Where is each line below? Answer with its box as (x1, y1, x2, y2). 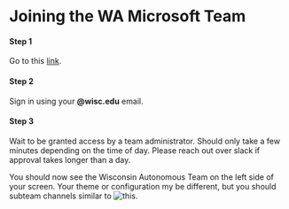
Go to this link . (9, 56, 62, 66)
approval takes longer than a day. (9, 154, 131, 165)
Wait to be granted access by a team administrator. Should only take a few (9, 135, 281, 146)
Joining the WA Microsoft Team (9, 6, 246, 27)
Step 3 (9, 116, 34, 127)
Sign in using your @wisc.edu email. (9, 96, 144, 106)
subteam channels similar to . (9, 190, 138, 201)
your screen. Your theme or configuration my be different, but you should (9, 181, 277, 191)
